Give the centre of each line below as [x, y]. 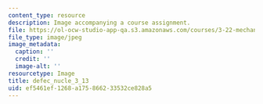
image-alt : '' [38, 66]
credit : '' [33, 59]
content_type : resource [47, 15]
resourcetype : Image [42, 74]
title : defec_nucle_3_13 [49, 81]
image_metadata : [34, 45]
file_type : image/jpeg [45, 37]
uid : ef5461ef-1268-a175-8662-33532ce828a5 [80, 88]
